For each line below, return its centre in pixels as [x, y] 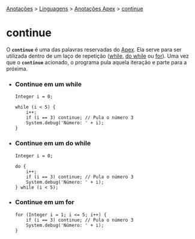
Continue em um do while [53, 144]
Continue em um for [44, 202]
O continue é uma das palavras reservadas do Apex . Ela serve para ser [94, 49]
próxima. [17, 68]
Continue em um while [48, 84]
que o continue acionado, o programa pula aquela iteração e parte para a [97, 62]
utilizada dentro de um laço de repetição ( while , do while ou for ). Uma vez [97, 56]
